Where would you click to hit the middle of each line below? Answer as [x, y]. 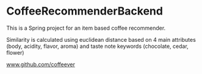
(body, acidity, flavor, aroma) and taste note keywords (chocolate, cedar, [98, 46]
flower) [15, 52]
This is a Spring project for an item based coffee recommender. [86, 28]
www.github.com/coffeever [41, 64]
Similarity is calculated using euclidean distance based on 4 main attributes [101, 39]
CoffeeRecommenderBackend [85, 11]
